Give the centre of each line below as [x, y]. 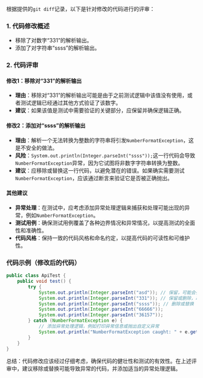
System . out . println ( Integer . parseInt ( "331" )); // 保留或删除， [117, 298]
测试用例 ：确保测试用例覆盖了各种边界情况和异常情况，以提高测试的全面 [105, 222]
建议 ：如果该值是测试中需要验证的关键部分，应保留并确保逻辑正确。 [100, 110]
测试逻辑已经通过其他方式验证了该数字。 [71, 103]
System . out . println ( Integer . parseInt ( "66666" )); [101, 310]
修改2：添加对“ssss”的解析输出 [46, 125]
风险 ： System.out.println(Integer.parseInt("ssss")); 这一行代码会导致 [105, 155]
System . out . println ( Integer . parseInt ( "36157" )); [101, 315]
